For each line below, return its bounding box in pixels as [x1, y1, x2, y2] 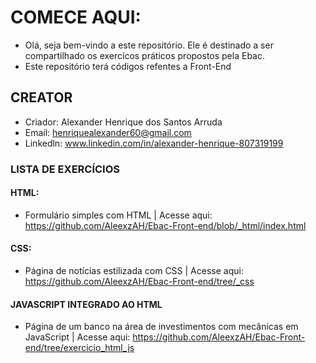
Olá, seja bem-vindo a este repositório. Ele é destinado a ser [24, 39, 274, 51]
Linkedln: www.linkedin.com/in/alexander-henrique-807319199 [24, 137, 284, 149]
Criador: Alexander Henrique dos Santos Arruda [24, 116, 223, 128]
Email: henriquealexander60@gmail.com [24, 126, 192, 138]
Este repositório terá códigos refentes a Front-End [24, 60, 232, 72]
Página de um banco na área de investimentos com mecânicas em [24, 321, 299, 333]
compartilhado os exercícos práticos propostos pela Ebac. [24, 49, 265, 61]
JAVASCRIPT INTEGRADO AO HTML [10, 298, 163, 310]
